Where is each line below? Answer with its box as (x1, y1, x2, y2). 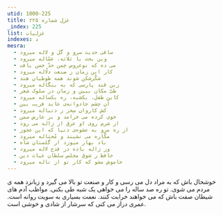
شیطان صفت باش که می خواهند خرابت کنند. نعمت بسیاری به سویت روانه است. (7, 192, 213, 200)
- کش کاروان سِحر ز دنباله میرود (13, 107, 108, 114)
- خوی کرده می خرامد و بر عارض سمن (13, 113, 117, 120)
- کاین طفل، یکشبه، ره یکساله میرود (13, 94, 119, 101)
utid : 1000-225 (7, 10, 51, 17)
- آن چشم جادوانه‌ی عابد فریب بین (13, 101, 110, 108)
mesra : (7, 42, 26, 49)
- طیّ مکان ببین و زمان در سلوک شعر (13, 87, 117, 94)
